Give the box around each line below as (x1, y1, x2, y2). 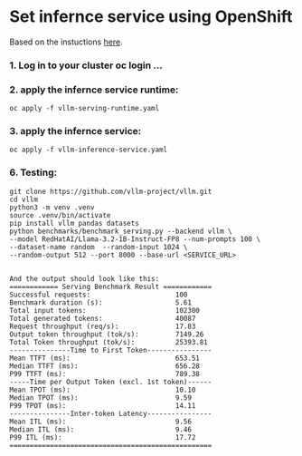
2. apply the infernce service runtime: (9, 83, 179, 96)
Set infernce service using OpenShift (9, 6, 293, 27)
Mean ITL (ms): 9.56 (9, 417, 193, 426)
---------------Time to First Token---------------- (9, 345, 212, 354)
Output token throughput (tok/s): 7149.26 (9, 329, 204, 339)
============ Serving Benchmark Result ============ (9, 282, 212, 291)
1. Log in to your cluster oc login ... (9, 59, 163, 72)
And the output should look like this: (9, 274, 160, 283)
